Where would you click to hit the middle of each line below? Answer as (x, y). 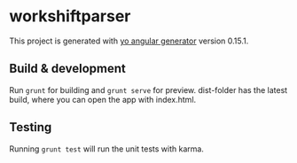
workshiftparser (70, 16)
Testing (31, 127)
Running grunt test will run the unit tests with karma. (106, 149)
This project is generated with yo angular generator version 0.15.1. (129, 41)
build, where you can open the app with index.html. (103, 99)
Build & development (67, 69)
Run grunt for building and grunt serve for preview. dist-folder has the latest (148, 89)
